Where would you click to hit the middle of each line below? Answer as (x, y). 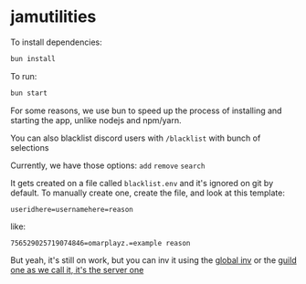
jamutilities (53, 17)
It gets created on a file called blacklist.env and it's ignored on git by (142, 183)
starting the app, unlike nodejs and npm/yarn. (96, 120)
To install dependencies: (57, 42)
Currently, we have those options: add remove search (108, 165)
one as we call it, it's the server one (77, 269)
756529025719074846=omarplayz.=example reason (100, 243)
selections (30, 147)
